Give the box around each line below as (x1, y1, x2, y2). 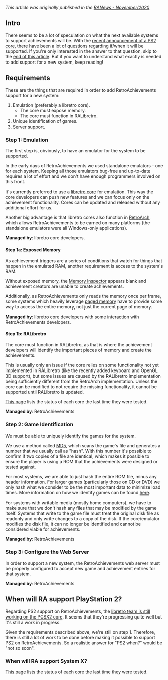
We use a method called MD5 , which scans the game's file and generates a (5, 442, 161, 448)
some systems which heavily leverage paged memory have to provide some (5, 298, 162, 304)
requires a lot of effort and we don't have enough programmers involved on (5, 173, 161, 179)
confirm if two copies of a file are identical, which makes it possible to (5, 453, 149, 459)
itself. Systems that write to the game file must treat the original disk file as (5, 510, 159, 516)
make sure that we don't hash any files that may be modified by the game (5, 505, 157, 511)
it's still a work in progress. (5, 619, 61, 625)
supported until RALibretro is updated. (5, 389, 84, 395)
